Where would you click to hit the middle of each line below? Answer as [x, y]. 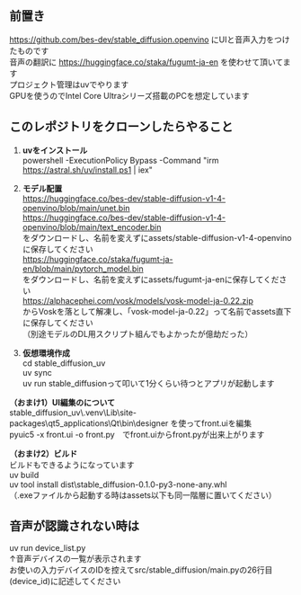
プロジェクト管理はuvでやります [69, 84]
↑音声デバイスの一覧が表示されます [75, 559]
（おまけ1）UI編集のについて [62, 402]
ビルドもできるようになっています [72, 465]
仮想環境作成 [46, 352]
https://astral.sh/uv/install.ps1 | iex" [87, 170]
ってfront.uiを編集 [219, 423]
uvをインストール [55, 150]
